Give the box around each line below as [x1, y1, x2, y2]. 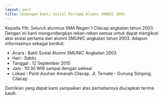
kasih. [5, 90, 17, 96]
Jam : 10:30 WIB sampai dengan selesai [12, 65, 92, 71]
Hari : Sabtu [12, 55, 36, 61]
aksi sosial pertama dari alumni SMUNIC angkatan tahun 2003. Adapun [5, 35, 147, 41]
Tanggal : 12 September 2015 [12, 60, 71, 66]
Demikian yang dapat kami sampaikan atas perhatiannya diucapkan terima [5, 85, 154, 91]
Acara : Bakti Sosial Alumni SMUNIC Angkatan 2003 [12, 50, 117, 56]
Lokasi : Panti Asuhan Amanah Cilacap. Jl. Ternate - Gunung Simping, [12, 70, 152, 76]
